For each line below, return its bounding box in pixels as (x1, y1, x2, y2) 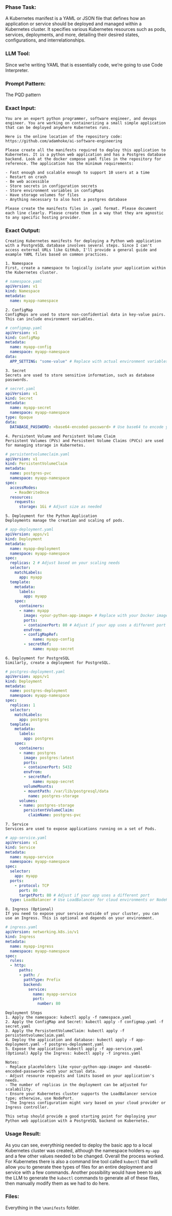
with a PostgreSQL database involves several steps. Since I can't (5, 243, 153, 248)
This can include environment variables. (5, 316, 95, 322)
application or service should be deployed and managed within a (5, 21, 142, 27)
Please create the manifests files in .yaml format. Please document (5, 206, 157, 211)
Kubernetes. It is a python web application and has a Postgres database (5, 152, 166, 157)
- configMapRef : (24, 632, 58, 637)
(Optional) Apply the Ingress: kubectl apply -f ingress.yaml (5, 1051, 141, 1056)
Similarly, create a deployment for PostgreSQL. (5, 660, 111, 665)
